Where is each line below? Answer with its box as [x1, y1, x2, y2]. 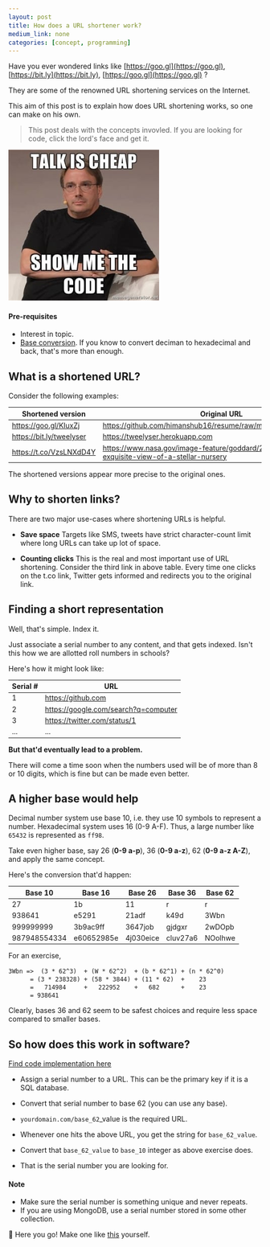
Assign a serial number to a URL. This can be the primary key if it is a [19, 1074, 249, 1085]
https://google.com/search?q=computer [44, 704, 178, 714]
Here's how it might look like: [8, 663, 104, 673]
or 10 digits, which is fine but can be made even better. [8, 769, 190, 778]
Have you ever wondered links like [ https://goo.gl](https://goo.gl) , [8, 61, 226, 72]
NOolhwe [204, 933, 235, 942]
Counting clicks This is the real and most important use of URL [19, 553, 230, 563]
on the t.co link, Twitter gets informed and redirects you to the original [19, 571, 252, 580]
